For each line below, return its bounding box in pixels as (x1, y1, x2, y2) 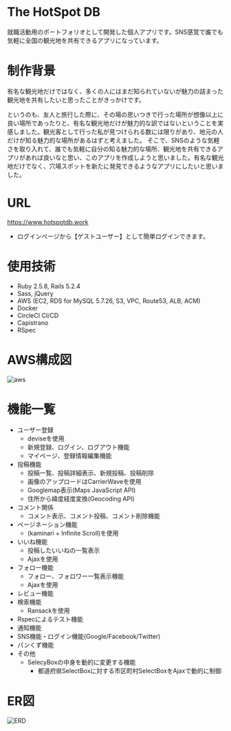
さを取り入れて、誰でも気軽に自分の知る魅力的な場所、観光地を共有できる (7, 145, 218, 153)
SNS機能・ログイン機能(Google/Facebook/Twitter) (16, 632, 161, 640)
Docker (16, 304, 38, 312)
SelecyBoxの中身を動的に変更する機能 (27, 658, 136, 666)
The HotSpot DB (7, 4, 101, 20)
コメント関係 (16, 503, 54, 511)
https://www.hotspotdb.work (7, 218, 89, 226)
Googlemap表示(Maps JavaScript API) (27, 486, 136, 494)
